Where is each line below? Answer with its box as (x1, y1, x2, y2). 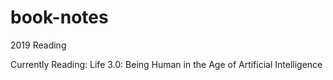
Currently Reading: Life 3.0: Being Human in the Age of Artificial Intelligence (10, 58, 323, 70)
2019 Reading (10, 39, 67, 51)
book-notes (10, 6, 109, 29)
